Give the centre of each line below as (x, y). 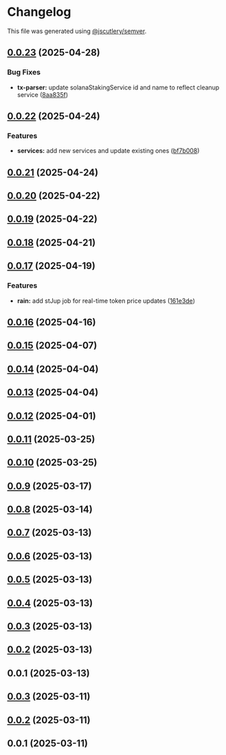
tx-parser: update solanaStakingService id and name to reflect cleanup (118, 87)
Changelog (39, 12)
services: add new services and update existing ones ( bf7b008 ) (108, 151)
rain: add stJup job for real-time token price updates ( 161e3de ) (106, 301)
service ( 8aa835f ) (43, 94)
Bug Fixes (24, 72)
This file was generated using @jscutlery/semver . (77, 31)
